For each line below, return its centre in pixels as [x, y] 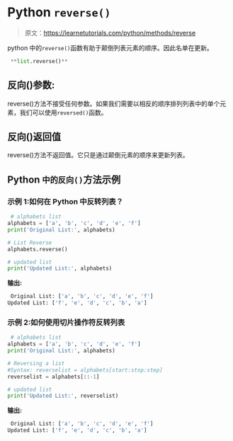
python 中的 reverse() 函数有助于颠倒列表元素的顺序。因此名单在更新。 [110, 47]
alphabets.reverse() [38, 249]
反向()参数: [31, 85]
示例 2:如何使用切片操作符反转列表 [66, 322]
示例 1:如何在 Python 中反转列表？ [66, 201]
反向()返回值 [34, 137]
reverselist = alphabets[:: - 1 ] [53, 377]
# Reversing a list [36, 363]
